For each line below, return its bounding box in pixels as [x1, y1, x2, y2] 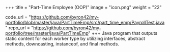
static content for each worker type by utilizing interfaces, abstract [5, 35, 146, 41]
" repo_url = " [5, 25, 34, 31]
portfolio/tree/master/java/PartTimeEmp [5, 30, 89, 36]
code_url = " [5, 14, 32, 20]
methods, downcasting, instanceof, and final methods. [5, 41, 120, 47]
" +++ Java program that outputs [88, 30, 158, 36]
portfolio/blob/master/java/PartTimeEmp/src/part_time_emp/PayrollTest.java [5, 20, 165, 25]
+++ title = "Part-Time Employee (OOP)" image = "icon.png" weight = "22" [5, 5, 162, 10]
